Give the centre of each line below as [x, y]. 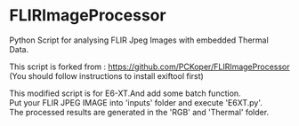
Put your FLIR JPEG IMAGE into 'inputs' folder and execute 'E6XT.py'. [136, 102]
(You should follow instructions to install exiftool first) [107, 75]
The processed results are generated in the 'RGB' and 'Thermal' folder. [139, 112]
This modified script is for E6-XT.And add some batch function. [125, 93]
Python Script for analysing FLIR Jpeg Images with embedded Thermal [139, 40]
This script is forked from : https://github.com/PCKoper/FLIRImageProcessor [150, 67]
